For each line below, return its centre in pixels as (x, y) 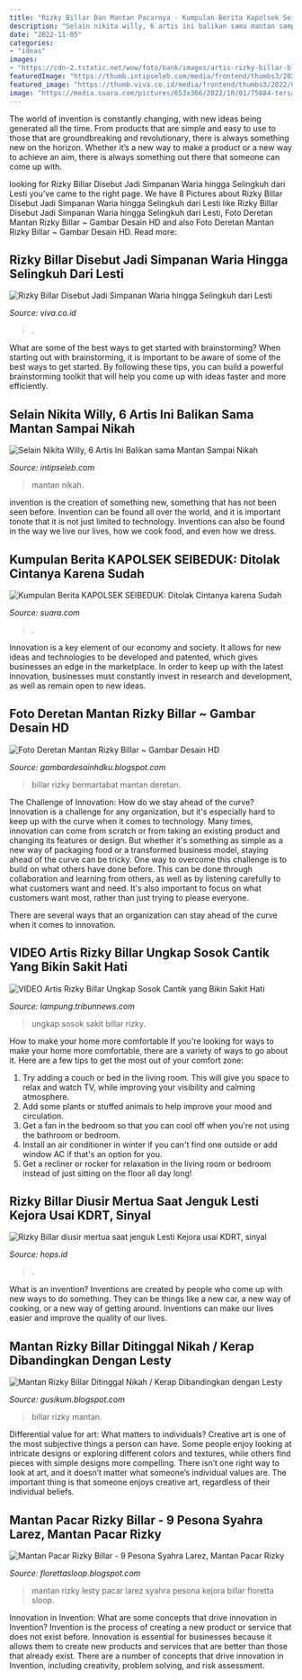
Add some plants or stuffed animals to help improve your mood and (147, 1106)
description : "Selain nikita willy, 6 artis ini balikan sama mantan (142, 26)
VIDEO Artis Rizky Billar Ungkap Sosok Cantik (139, 953)
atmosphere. (46, 1096)
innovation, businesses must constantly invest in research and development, (151, 676)
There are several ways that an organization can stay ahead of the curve (143, 915)
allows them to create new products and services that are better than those (149, 1646)
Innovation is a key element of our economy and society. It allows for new (145, 647)
